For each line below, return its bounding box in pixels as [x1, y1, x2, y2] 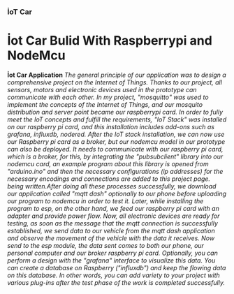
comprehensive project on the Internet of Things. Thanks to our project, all [7, 78, 222, 87]
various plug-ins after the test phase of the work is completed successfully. [7, 278, 226, 286]
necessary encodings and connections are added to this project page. [7, 175, 211, 183]
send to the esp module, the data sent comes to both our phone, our [7, 241, 205, 249]
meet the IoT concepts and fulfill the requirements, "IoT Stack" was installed [7, 115, 227, 124]
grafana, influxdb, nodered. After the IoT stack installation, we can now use [7, 130, 225, 138]
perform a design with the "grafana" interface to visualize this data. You [7, 256, 216, 265]
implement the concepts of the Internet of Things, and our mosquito [7, 100, 203, 108]
